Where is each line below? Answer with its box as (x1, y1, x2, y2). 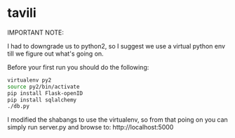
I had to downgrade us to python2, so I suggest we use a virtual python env (7, 42, 226, 50)
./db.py (7, 103, 30, 110)
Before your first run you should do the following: (7, 63, 149, 71)
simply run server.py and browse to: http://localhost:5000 (7, 123, 174, 132)
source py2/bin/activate (7, 83, 80, 90)
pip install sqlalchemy (7, 96, 77, 103)
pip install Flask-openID (7, 89, 83, 96)
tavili (7, 5, 36, 21)
